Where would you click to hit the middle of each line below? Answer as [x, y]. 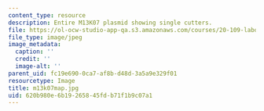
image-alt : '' [38, 66]
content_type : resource [47, 15]
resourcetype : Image [42, 81]
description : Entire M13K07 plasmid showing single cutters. [110, 23]
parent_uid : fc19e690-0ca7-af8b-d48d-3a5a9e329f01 [93, 73]
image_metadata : [35, 45]
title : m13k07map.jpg [44, 88]
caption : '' [35, 52]
